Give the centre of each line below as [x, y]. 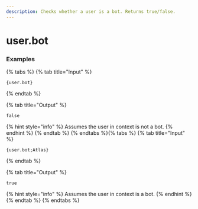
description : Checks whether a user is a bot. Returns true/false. [91, 11]
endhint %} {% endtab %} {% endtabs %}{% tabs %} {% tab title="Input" [95, 133]
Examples [21, 59]
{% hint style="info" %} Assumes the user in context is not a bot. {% [90, 127]
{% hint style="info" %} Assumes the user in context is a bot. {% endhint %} [99, 194]
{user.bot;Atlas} [27, 150]
